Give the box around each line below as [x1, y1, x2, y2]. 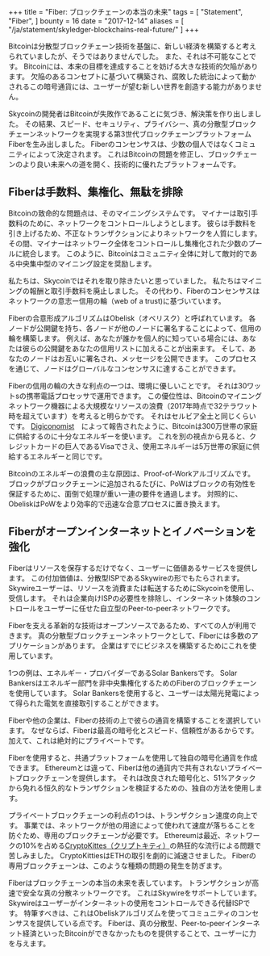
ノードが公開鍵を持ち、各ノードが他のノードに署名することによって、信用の [8, 323, 262, 333]
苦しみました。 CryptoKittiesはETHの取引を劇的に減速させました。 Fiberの [8, 850, 256, 860]
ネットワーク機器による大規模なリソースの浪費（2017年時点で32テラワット [8, 400, 259, 410]
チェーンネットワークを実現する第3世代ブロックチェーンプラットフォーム [8, 129, 252, 139]
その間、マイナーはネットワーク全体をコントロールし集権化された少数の [8, 238, 248, 248]
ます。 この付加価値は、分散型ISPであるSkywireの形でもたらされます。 [8, 572, 244, 583]
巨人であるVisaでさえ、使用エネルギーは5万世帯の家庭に [64, 441, 253, 451]
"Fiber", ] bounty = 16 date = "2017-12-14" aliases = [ [8, 16, 184, 26]
